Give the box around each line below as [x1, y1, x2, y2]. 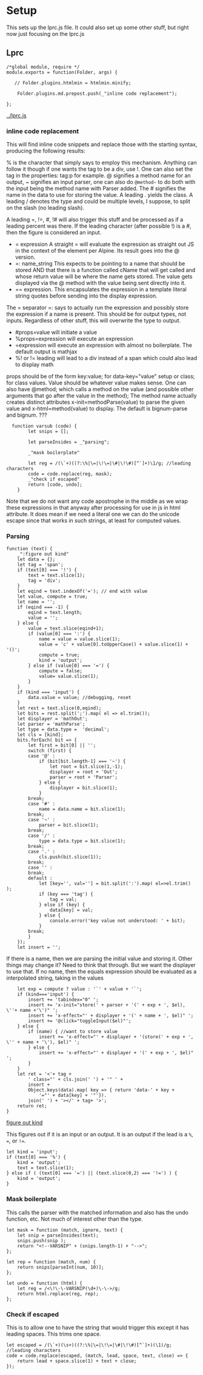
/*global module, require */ [6, 64, 80, 70]
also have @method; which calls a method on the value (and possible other [6, 386, 194, 393]
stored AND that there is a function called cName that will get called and [15, 267, 196, 274]
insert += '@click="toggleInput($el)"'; [28, 1018, 131, 1024]
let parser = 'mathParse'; [17, 721, 85, 728]
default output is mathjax [15, 348, 78, 355]
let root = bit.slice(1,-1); [49, 763, 123, 770]
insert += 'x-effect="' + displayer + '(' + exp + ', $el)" [38, 1050, 194, 1056]
